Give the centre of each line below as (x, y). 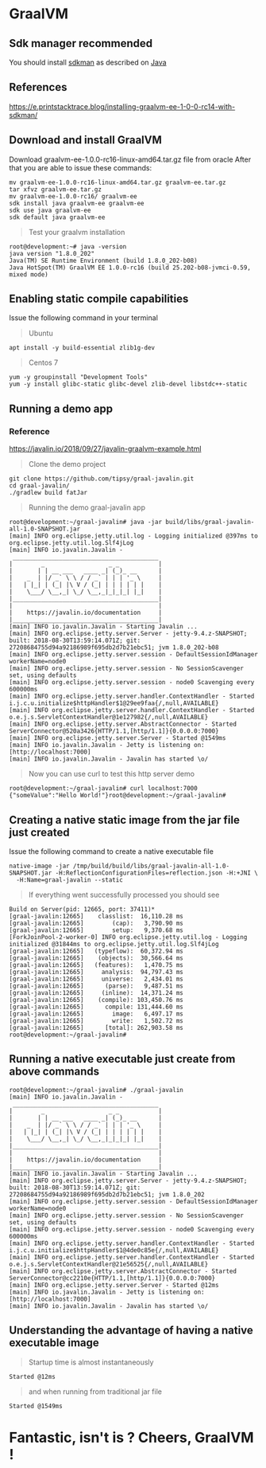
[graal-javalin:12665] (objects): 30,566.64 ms (96, 958)
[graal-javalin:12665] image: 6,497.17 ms (96, 1014)
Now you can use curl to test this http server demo (112, 774)
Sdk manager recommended (81, 43)
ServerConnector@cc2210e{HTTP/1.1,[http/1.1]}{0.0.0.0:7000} (112, 1278)
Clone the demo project (67, 464)
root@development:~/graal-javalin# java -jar (85, 523)
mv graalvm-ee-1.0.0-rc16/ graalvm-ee (73, 196)
